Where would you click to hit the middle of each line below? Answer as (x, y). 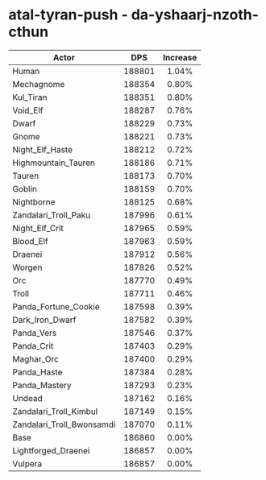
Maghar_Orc (35, 358)
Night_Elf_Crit (38, 228)
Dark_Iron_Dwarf (44, 320)
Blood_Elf (30, 241)
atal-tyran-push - (69, 15)
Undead (27, 398)
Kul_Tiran (30, 97)
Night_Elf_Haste (43, 149)
